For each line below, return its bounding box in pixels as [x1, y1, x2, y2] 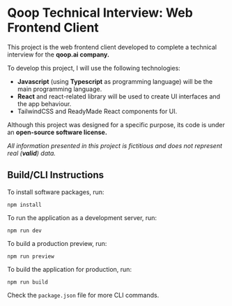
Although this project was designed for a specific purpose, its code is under [7, 120, 225, 129]
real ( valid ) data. [7, 149, 56, 157]
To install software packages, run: [7, 187, 105, 196]
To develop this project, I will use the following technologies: [7, 64, 181, 72]
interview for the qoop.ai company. [7, 50, 110, 59]
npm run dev [7, 227, 42, 234]
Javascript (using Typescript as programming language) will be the [17, 77, 213, 85]
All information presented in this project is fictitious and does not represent [7, 141, 223, 150]
